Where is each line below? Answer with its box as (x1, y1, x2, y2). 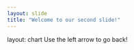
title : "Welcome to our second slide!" (7, 16, 121, 23)
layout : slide (7, 10, 48, 17)
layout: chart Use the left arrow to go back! (7, 35, 128, 43)
